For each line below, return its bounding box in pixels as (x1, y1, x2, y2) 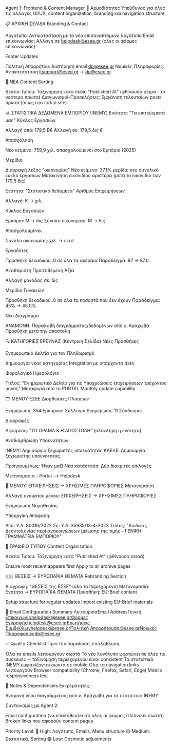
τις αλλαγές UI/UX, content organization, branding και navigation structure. (5, 10, 166, 16)
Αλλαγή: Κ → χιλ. (5, 198, 43, 204)
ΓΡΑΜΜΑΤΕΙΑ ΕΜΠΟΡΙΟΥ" (5, 533, 62, 539)
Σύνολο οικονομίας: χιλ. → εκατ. (5, 238, 75, 243)
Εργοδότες (5, 247, 29, 254)
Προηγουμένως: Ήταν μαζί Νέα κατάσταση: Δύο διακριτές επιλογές (5, 463, 152, 469)
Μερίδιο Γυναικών (5, 288, 45, 293)
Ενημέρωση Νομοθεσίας (5, 503, 58, 508)
